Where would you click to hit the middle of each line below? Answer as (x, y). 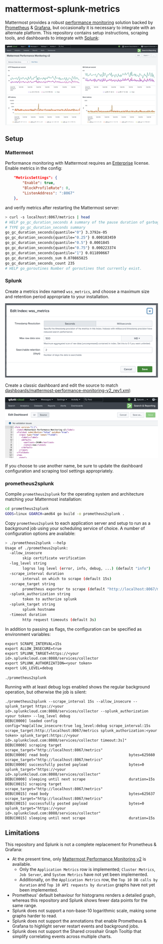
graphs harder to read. (34, 916)
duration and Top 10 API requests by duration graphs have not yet (87, 885)
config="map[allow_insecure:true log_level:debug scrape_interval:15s (78, 726)
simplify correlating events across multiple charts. (62, 937)
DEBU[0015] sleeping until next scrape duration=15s (80, 818)
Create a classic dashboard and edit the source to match (62, 385)
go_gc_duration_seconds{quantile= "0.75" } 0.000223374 (61, 248)
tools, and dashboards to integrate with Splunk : (52, 38)
